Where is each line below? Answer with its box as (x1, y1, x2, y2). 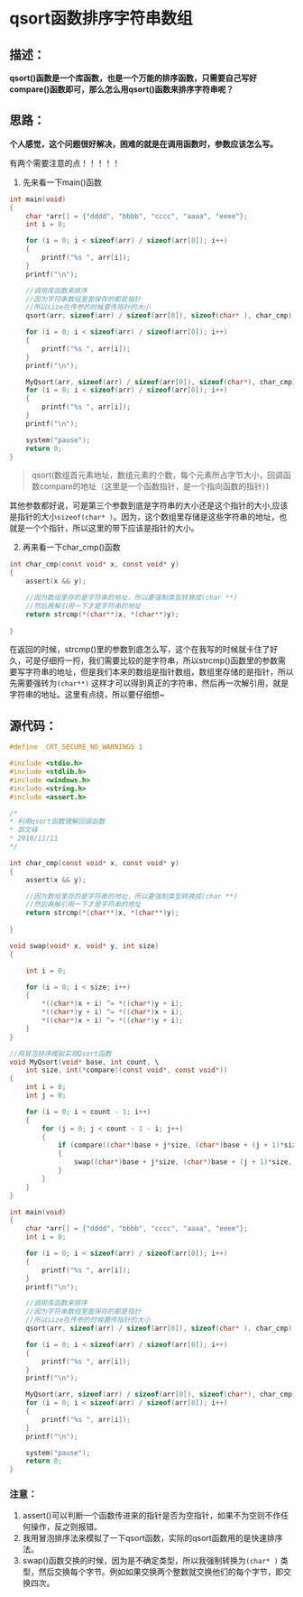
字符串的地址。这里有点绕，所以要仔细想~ (9, 689, 165, 700)
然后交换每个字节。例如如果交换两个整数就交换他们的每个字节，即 (38, 1566, 284, 1577)
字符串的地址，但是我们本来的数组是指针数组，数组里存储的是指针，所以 (24, 667, 294, 678)
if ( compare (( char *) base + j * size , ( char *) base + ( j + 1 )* (57, 1140, 285, 1150)
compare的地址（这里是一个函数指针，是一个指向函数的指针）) (39, 481, 270, 492)
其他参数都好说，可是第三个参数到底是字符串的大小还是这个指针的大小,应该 (9, 500, 289, 511)
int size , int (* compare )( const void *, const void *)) (25, 1066, 228, 1075)
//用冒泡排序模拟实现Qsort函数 (9, 1048, 112, 1058)
